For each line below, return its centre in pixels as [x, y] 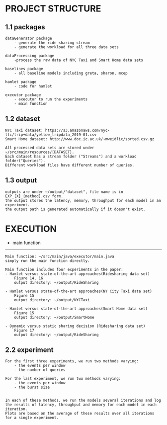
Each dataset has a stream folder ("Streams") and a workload [71, 156]
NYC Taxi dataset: [24, 130]
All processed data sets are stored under [50, 148]
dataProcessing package [30, 56]
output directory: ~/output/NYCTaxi [52, 300]
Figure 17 [24, 330]
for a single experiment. [32, 418]
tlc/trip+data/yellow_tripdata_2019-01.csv [51, 135]
